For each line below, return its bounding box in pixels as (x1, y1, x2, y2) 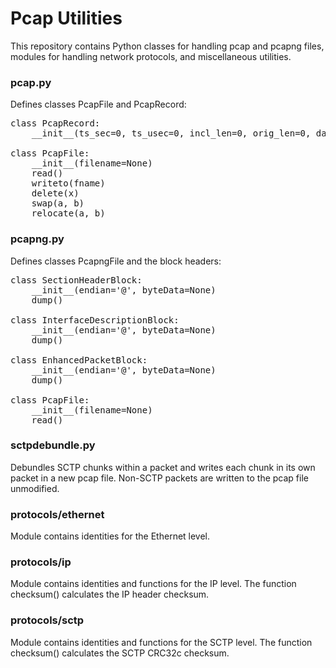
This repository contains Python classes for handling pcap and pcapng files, (10, 40, 325, 52)
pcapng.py (10, 232, 65, 246)
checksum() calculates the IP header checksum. (10, 588, 210, 601)
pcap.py (10, 75, 52, 89)
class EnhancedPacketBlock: (10, 354, 148, 366)
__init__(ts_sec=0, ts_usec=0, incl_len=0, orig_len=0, (31, 128, 312, 139)
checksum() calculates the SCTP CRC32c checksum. (10, 647, 230, 659)
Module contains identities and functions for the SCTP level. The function (10, 636, 313, 648)
